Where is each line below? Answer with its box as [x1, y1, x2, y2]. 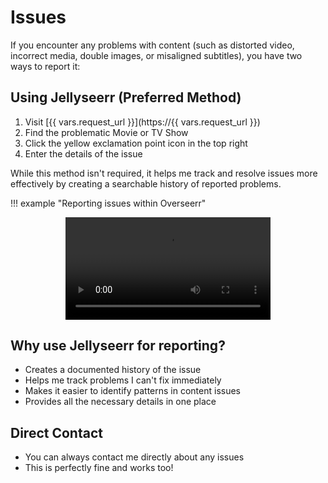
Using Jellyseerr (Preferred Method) [10, 89, 242, 106]
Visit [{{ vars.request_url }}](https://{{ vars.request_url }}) [24, 116, 261, 128]
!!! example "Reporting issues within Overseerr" [10, 197, 207, 209]
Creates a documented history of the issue [24, 364, 202, 376]
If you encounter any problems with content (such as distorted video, [10, 39, 295, 51]
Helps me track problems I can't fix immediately [24, 374, 222, 386]
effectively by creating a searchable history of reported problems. [10, 177, 282, 190]
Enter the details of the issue [24, 147, 143, 160]
